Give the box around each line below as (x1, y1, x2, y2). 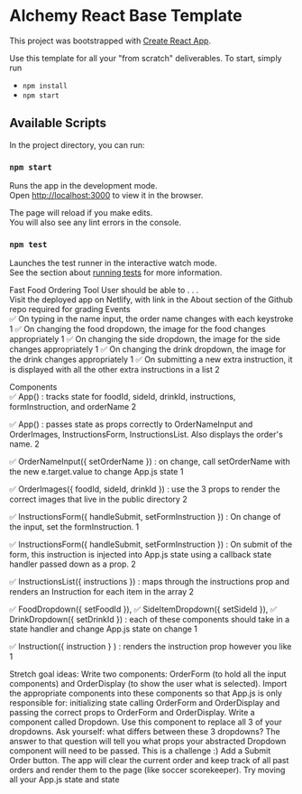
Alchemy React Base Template (9, 5, 243, 26)
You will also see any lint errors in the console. (9, 217, 182, 228)
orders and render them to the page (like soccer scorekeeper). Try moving (9, 764, 286, 776)
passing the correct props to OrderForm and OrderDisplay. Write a (9, 707, 255, 718)
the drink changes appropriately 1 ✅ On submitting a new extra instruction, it (9, 354, 293, 365)
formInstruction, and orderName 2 (9, 402, 137, 412)
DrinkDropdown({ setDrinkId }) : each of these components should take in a (9, 614, 290, 625)
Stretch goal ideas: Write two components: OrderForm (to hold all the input (9, 669, 287, 679)
